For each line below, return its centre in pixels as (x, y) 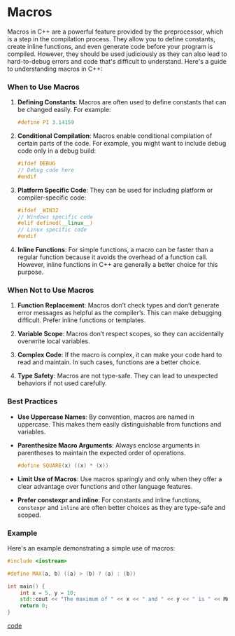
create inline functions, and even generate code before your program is (110, 46)
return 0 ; (34, 606)
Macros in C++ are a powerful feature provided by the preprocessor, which (115, 32)
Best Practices (33, 401)
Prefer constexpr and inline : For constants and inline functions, (109, 500)
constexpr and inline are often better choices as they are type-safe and (121, 507)
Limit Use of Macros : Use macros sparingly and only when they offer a (120, 479)
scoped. (29, 515)
